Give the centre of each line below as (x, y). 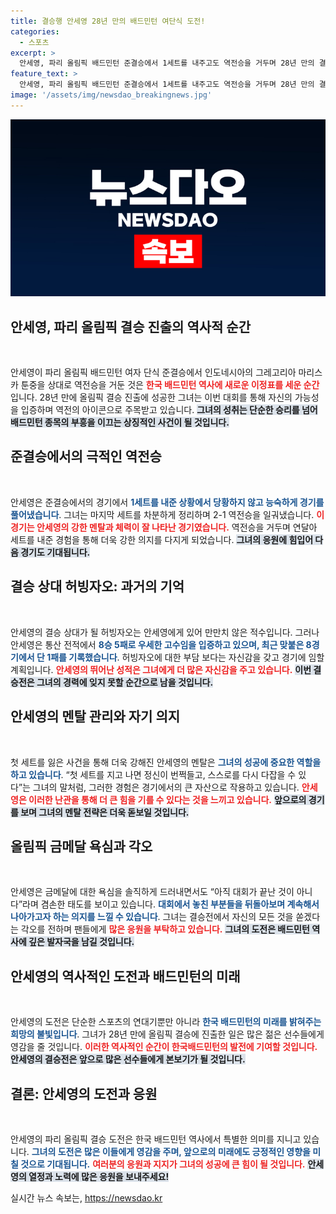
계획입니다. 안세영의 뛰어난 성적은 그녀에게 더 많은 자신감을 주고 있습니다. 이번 (161, 669)
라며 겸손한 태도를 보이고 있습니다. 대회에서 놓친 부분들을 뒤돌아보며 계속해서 (171, 904)
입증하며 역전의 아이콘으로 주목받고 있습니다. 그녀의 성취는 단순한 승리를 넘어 (169, 410)
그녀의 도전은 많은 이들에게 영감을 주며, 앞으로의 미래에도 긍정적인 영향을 (171, 1151)
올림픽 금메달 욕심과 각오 (81, 846)
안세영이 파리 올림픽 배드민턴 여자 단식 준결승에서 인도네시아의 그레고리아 (153, 372)
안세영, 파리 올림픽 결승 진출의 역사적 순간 (130, 326)
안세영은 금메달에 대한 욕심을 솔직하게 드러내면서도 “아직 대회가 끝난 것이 (152, 892)
